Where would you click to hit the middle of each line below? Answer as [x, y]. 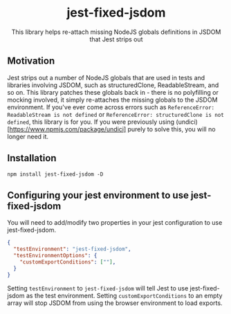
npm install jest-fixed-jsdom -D [55, 174]
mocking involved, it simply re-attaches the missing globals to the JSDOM [112, 100]
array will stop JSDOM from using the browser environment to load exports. [115, 303]
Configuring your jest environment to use [98, 195]
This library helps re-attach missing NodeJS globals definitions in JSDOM [116, 32]
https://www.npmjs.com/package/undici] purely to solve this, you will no [112, 129]
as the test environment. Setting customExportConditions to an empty [124, 295]
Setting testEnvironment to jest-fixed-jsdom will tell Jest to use [98, 288]
